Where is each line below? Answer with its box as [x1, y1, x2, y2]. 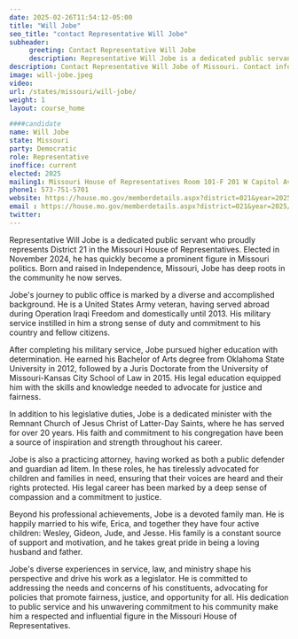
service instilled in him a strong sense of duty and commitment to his [9, 317, 262, 328]
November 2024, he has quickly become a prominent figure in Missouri [9, 253, 270, 264]
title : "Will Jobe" [9, 21, 82, 30]
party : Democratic [9, 144, 77, 153]
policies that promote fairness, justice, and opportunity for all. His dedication [9, 591, 289, 603]
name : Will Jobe [9, 128, 69, 137]
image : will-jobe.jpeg [9, 71, 93, 80]
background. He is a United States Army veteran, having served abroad [9, 299, 271, 309]
